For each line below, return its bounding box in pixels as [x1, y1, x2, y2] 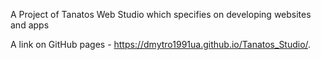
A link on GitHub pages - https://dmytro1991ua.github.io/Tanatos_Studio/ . [10, 39, 312, 50]
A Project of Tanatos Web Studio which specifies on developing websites [10, 9, 312, 20]
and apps [10, 19, 50, 31]
